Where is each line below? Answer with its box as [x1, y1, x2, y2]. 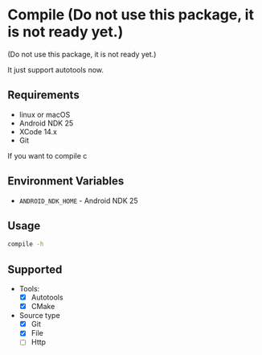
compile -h [7, 240, 44, 249]
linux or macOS [18, 109, 71, 119]
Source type [18, 311, 61, 320]
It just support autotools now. [7, 64, 104, 74]
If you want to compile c [7, 151, 88, 160]
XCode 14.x [18, 126, 58, 136]
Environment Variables [7, 175, 125, 188]
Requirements [7, 89, 80, 102]
